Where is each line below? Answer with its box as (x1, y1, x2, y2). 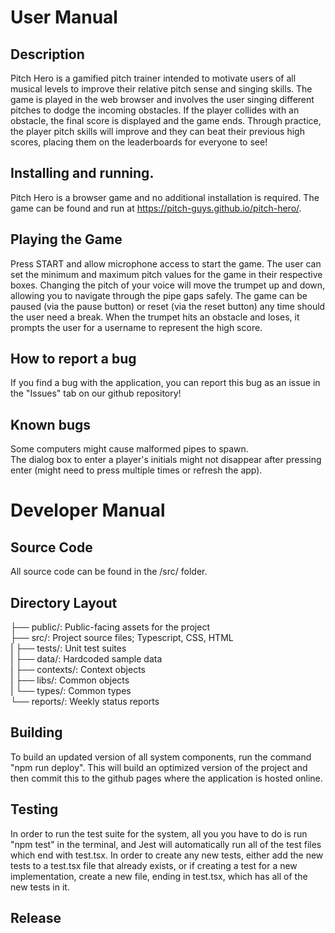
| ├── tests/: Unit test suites (10, 642, 127, 655)
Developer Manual (10, 499, 166, 522)
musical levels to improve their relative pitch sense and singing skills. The (10, 83, 313, 95)
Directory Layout (10, 594, 118, 611)
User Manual (10, 6, 118, 29)
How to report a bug (10, 351, 137, 368)
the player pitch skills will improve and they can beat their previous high (10, 126, 305, 137)
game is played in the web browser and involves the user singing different (10, 94, 315, 105)
